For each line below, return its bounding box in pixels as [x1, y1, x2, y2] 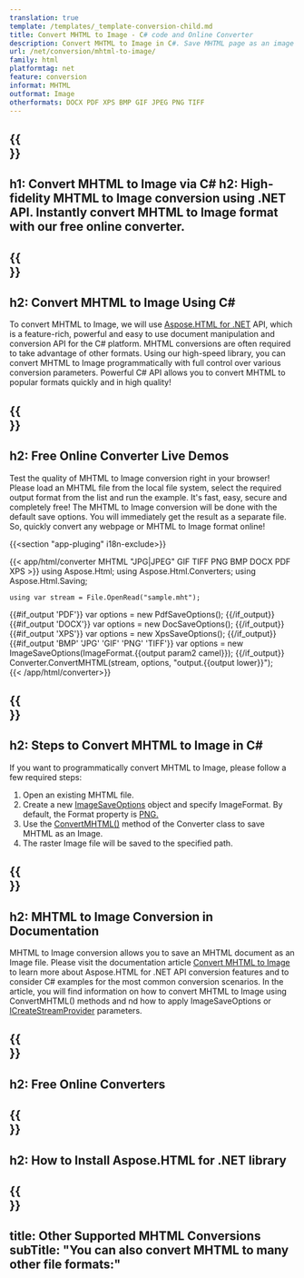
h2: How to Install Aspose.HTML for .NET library [9, 1153, 288, 1168]
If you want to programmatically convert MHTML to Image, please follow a [9, 762, 287, 773]
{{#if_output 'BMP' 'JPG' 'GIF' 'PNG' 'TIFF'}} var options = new [9, 638, 243, 649]
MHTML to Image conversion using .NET [53, 191, 287, 206]
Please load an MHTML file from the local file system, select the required [9, 482, 282, 493]
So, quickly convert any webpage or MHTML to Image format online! [9, 520, 266, 531]
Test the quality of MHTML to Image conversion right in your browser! [9, 472, 270, 483]
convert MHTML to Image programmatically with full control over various [9, 358, 281, 369]
